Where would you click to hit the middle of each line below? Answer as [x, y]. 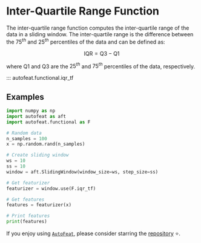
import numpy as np [31, 111]
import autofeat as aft [36, 116]
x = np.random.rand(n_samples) [46, 144]
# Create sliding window [38, 155]
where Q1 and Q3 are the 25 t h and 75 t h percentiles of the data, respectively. [101, 66]
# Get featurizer [28, 183]
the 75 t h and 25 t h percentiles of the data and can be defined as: [86, 41]
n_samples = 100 [27, 138]
